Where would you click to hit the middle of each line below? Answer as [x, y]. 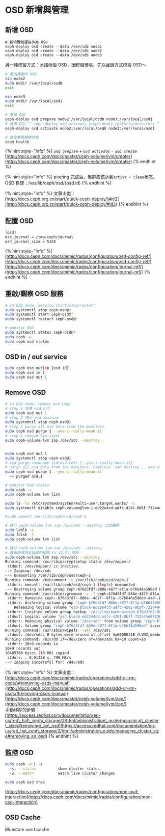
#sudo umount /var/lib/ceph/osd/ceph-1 [46, 517]
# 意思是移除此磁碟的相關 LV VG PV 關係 [42, 553]
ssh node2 [15, 79]
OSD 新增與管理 [37, 10]
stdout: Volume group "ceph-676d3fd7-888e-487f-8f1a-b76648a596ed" [78, 626]
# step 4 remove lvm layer [33, 436]
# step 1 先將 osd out [27, 408]
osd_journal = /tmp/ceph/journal [39, 237]
